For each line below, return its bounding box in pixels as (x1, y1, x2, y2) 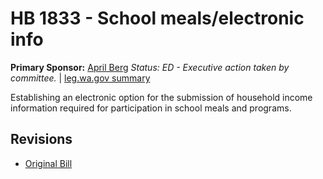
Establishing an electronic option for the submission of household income (10, 91, 313, 103)
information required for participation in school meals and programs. (10, 102, 292, 114)
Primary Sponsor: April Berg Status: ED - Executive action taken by (10, 61, 290, 73)
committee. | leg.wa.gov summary (10, 72, 151, 84)
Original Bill (24, 157, 73, 169)
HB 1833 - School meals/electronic (10, 7, 305, 30)
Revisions (10, 131, 73, 148)
